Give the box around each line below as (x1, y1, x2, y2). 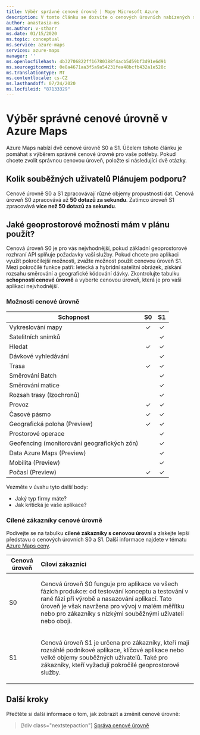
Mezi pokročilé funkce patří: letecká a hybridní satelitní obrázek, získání (6, 264, 182, 271)
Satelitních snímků (9, 333, 61, 341)
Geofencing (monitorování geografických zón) (9, 439, 139, 447)
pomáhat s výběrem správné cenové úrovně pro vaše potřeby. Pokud (6, 150, 176, 158)
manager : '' (6, 53, 36, 59)
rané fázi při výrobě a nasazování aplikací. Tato (40, 595, 172, 603)
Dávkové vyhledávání (9, 352, 69, 360)
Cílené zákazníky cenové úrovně (6, 516, 103, 524)
